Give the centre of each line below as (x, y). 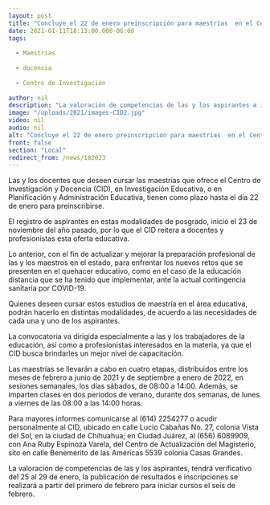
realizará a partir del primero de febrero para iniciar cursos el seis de (122, 486)
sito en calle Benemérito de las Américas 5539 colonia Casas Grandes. (126, 453)
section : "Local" (37, 150)
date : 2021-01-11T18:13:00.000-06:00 (72, 31)
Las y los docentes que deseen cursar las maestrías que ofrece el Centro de (135, 181)
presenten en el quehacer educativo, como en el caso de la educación (125, 271)
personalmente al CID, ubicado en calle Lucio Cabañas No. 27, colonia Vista (133, 427)
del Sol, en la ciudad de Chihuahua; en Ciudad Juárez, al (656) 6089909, (129, 436)
